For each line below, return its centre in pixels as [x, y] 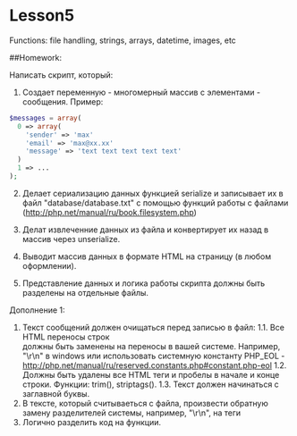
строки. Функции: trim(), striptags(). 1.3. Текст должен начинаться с [150, 384]
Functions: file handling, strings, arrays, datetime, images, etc [123, 40]
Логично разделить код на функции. [91, 422]
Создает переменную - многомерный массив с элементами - [141, 92]
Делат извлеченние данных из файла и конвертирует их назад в [145, 230]
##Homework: [36, 57]
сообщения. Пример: [63, 101]
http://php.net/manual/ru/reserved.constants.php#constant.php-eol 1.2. [154, 365]
